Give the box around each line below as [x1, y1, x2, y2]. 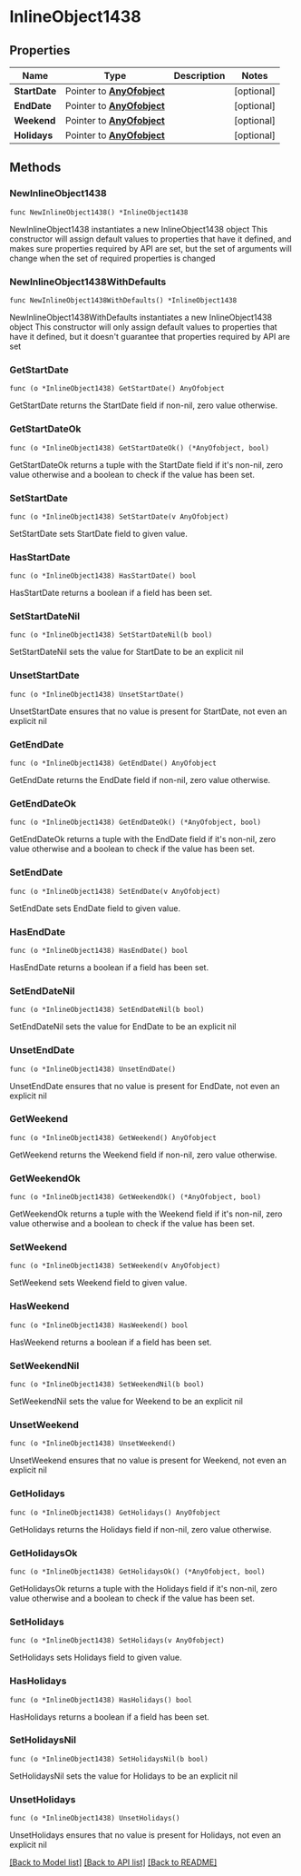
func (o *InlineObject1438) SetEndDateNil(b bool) [9, 1006, 205, 1015]
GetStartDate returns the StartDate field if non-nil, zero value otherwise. [9, 400, 278, 411]
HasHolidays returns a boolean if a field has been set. [9, 1711, 210, 1722]
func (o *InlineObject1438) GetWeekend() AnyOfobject [9, 1133, 218, 1142]
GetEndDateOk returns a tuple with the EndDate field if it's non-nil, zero [9, 834, 277, 845]
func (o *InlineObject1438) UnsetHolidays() [9, 1814, 180, 1823]
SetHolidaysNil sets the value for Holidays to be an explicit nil [9, 1770, 238, 1782]
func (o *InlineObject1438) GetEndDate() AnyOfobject [9, 759, 218, 769]
